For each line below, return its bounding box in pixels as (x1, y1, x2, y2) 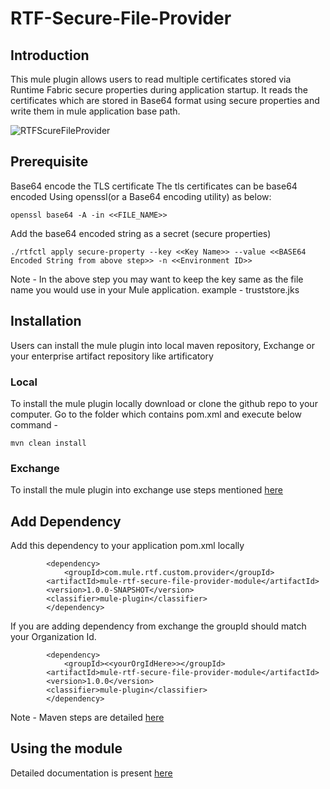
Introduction (10, 47, 90, 64)
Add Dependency (10, 513, 122, 530)
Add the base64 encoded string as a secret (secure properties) (10, 227, 272, 239)
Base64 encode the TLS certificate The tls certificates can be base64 (10, 180, 298, 192)
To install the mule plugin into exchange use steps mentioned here (10, 484, 283, 496)
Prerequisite (10, 153, 89, 171)
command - (10, 418, 59, 431)
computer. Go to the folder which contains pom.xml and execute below (10, 408, 303, 420)
